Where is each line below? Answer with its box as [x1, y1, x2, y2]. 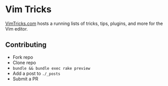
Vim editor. [5, 25, 28, 32]
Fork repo [12, 54, 33, 60]
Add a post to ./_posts [12, 70, 61, 76]
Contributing [5, 41, 47, 49]
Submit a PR [12, 75, 39, 82]
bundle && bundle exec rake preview [12, 66, 90, 71]
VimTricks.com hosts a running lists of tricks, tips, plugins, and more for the [5, 20, 163, 26]
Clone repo [12, 60, 37, 66]
